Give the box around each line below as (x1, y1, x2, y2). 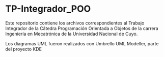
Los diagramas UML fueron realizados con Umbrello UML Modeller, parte (5, 40, 159, 46)
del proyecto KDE (5, 46, 42, 52)
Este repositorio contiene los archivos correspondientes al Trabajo (5, 20, 145, 26)
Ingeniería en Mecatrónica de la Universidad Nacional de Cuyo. (5, 31, 138, 37)
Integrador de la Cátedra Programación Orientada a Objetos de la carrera (5, 25, 159, 31)
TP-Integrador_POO (5, 3, 91, 15)
